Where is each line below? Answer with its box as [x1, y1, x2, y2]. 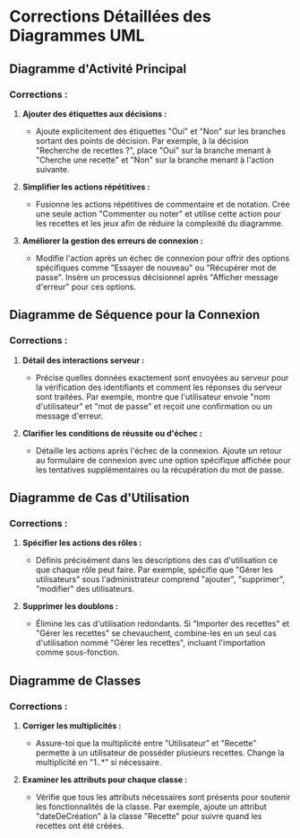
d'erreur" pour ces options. [35, 281, 136, 292]
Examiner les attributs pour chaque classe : [21, 774, 188, 785]
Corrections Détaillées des [9, 6, 212, 27]
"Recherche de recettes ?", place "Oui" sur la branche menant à [35, 145, 271, 155]
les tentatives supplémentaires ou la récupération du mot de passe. [35, 464, 285, 475]
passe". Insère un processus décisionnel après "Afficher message [35, 271, 279, 282]
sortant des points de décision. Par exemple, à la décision [35, 135, 249, 146]
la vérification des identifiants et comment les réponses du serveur [35, 382, 283, 393]
